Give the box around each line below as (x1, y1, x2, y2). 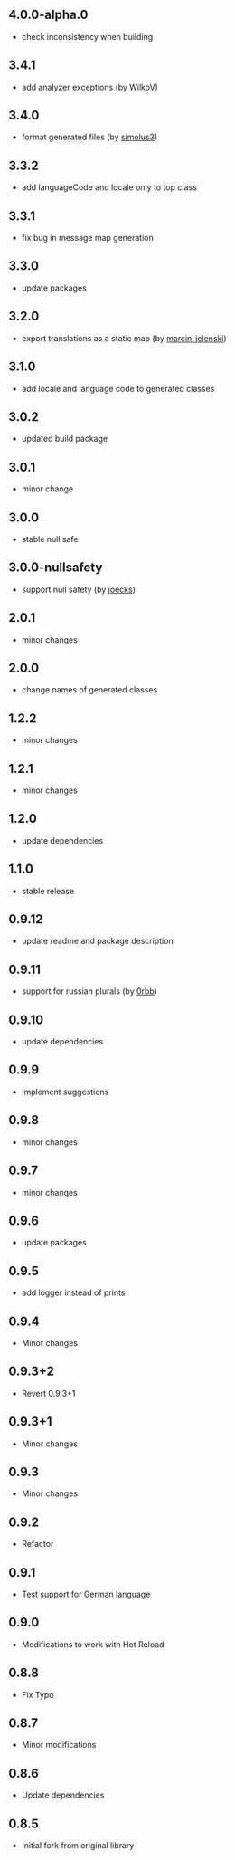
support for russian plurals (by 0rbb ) (21, 986, 157, 997)
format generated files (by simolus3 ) (21, 131, 158, 143)
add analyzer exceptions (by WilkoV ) (21, 81, 159, 92)
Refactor (21, 1539, 54, 1550)
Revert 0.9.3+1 (21, 1388, 76, 1398)
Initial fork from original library (21, 1840, 135, 1851)
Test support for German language (21, 1588, 151, 1599)
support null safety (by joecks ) (21, 584, 136, 595)
